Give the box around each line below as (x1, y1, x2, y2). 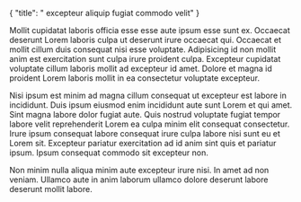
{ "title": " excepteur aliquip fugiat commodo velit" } (9, 8, 200, 18)
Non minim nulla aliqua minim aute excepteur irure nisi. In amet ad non (9, 165, 270, 175)
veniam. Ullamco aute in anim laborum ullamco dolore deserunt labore (9, 174, 269, 185)
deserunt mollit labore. (9, 184, 93, 194)
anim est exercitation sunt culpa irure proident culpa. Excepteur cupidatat (9, 54, 281, 64)
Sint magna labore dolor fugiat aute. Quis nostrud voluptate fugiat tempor (9, 110, 281, 119)
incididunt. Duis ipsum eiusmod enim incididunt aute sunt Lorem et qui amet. (9, 100, 293, 110)
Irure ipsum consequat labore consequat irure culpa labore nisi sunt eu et (9, 128, 281, 138)
